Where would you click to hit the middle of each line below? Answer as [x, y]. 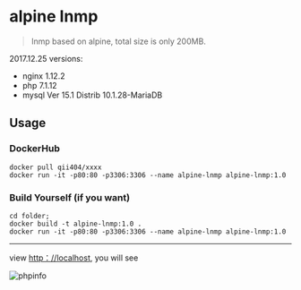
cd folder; [30, 216]
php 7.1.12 [39, 85]
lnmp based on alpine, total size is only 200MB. [118, 41]
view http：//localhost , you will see [74, 258]
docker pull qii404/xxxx [56, 167]
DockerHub [34, 149]
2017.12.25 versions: [46, 58]
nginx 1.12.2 [43, 76]
